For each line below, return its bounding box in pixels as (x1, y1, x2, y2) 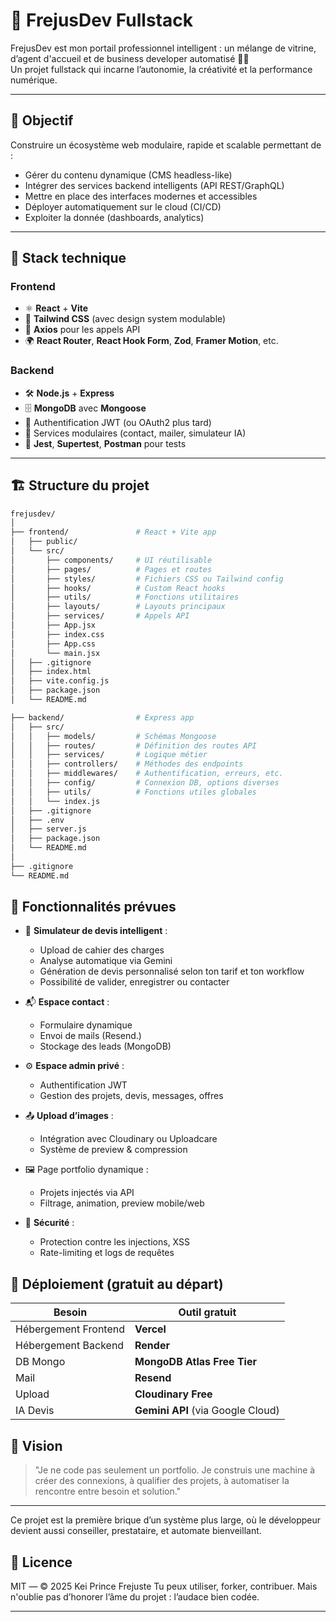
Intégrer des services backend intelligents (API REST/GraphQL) (24, 179, 285, 191)
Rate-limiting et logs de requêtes (39, 1247, 175, 1259)
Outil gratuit (178, 1305, 237, 1319)
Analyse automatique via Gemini (39, 955, 173, 967)
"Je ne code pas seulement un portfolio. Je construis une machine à (34, 1464, 316, 1476)
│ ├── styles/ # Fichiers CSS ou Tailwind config (10, 574, 284, 584)
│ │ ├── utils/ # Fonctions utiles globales (10, 787, 257, 797)
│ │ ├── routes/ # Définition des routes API (10, 740, 257, 751)
